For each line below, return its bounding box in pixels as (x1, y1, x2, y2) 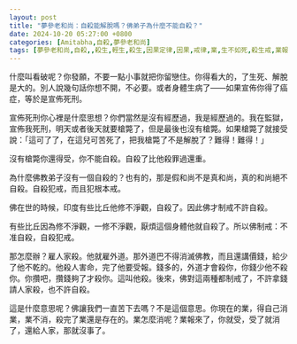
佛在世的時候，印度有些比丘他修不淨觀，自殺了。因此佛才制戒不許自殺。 (9, 202, 272, 213)
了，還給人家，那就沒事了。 (9, 325, 110, 336)
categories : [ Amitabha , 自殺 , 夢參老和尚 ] (9, 37, 151, 47)
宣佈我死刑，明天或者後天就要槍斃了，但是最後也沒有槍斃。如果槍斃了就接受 (9, 123, 288, 134)
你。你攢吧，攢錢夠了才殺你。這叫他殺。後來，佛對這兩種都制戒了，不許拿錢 (9, 273, 288, 284)
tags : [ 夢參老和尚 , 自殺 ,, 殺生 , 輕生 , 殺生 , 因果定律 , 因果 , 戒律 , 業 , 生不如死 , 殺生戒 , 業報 (9, 46, 289, 55)
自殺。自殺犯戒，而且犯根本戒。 (9, 184, 126, 194)
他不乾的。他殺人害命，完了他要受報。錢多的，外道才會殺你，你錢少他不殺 (16, 262, 288, 273)
